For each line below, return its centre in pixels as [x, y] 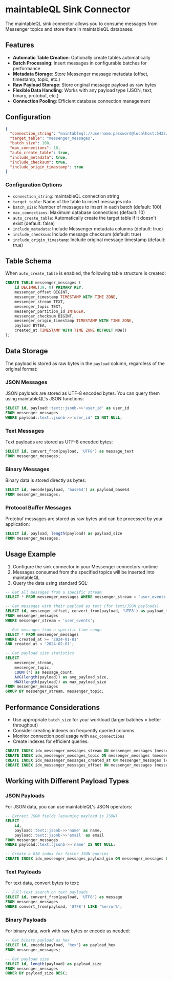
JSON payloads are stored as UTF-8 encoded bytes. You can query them [83, 393]
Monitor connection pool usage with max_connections [69, 736]
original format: [21, 369]
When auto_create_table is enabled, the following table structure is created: [86, 273]
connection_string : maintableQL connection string [66, 196]
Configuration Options [34, 185]
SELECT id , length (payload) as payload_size [53, 964]
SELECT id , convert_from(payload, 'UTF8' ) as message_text [70, 451]
